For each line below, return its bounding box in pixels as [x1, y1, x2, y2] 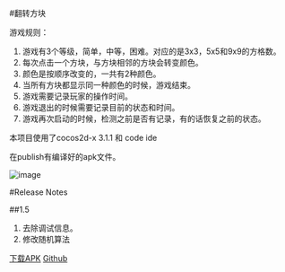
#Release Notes [9, 187, 68, 197]
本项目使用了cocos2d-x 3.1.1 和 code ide [9, 133, 158, 143]
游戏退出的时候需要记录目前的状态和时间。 [22, 102, 180, 112]
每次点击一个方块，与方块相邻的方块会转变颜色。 [22, 57, 203, 67]
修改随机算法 [22, 234, 70, 244]
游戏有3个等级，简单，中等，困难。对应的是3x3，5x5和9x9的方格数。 [22, 46, 281, 57]
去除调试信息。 [22, 223, 78, 233]
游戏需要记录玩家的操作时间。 [22, 91, 133, 101]
